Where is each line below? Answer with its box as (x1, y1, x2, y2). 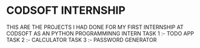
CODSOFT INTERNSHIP (6, 4, 126, 17)
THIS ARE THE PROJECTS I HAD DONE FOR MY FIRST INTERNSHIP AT (6, 23, 184, 31)
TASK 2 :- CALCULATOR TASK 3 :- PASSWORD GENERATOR (6, 36, 157, 43)
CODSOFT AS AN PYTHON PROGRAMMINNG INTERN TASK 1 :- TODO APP (6, 29, 195, 37)
